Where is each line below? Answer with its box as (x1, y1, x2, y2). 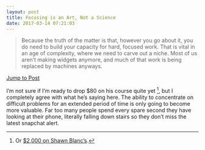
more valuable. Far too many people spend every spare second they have (6, 107, 192, 114)
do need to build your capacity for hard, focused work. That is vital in (21, 43, 195, 50)
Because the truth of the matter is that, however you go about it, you (21, 37, 193, 44)
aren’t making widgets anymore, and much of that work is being (21, 56, 182, 64)
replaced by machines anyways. (21, 63, 103, 70)
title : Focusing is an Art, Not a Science (6, 15, 116, 21)
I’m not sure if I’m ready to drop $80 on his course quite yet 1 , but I (6, 86, 173, 95)
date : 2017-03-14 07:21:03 (6, 20, 75, 26)
